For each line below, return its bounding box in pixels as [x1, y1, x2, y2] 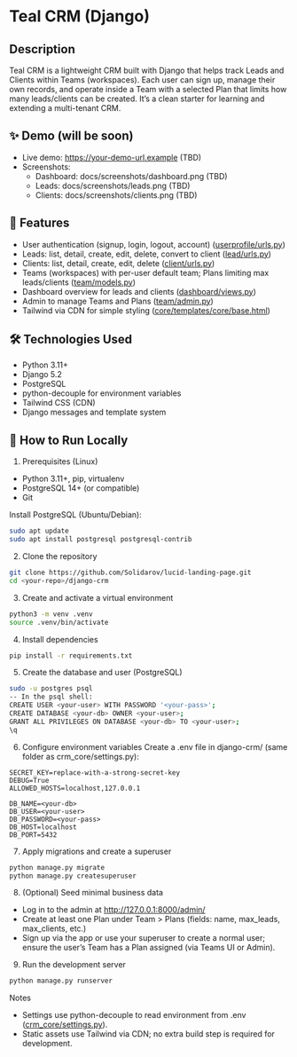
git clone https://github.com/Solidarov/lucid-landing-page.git [9, 568, 252, 577]
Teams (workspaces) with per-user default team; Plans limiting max [21, 267, 270, 278]
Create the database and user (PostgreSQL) [21, 667, 184, 678]
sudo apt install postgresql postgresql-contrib [9, 535, 192, 544]
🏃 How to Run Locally [9, 432, 129, 447]
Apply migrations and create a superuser [21, 846, 172, 856]
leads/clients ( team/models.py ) [21, 277, 136, 288]
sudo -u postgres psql [9, 684, 93, 693]
